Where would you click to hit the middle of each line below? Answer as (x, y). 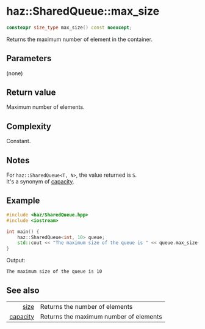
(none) (15, 73)
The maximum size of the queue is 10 (54, 272)
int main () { (23, 231)
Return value (31, 93)
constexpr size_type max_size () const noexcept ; (69, 28)
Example (23, 201)
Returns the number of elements (86, 306)
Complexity (29, 126)
